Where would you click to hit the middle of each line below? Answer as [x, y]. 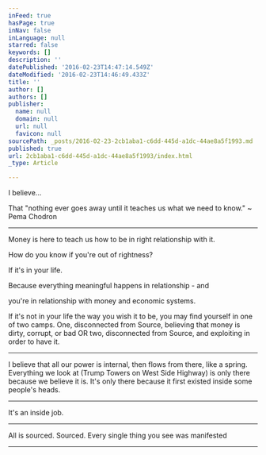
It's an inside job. [36, 413]
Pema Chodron [33, 217]
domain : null [37, 119]
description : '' [35, 60]
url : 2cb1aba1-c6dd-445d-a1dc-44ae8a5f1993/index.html [101, 156]
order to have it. [34, 341]
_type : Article [33, 164]
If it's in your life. [36, 270]
